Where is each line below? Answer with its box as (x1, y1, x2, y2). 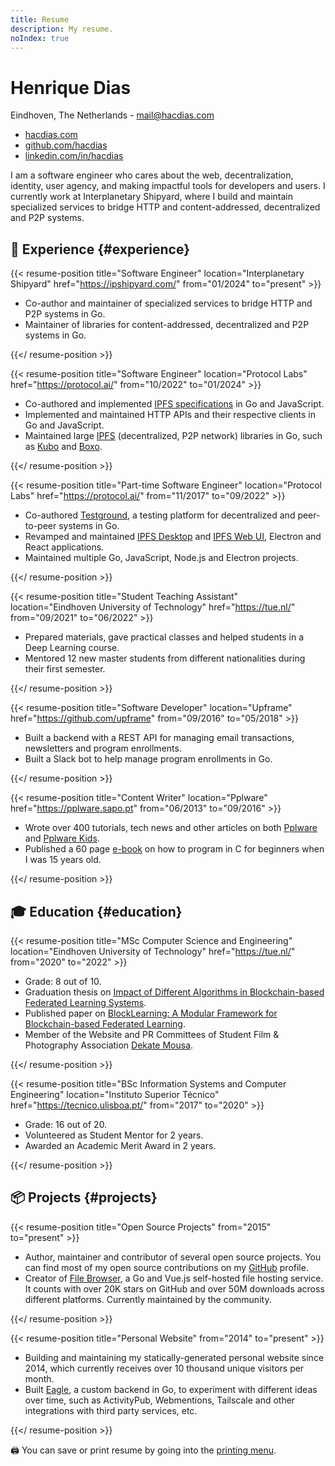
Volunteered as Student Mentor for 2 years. (24, 1129, 204, 1141)
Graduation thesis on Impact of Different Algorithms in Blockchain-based (24, 986, 325, 998)
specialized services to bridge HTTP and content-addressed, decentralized (10, 201, 321, 213)
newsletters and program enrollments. (24, 742, 182, 755)
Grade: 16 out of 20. (24, 1118, 108, 1130)
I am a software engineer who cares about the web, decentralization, (10, 169, 294, 181)
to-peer (24, 520, 57, 532)
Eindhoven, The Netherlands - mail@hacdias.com (10, 109, 215, 121)
